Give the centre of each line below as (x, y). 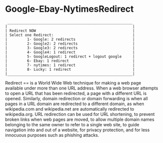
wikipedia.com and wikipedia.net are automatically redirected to (70, 109)
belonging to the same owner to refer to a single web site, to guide (72, 124)
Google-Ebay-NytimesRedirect (69, 9)
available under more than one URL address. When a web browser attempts (82, 88)
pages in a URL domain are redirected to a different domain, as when (75, 104)
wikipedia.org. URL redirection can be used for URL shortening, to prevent (80, 114)
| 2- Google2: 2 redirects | (70, 43)
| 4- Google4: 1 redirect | (70, 52)
